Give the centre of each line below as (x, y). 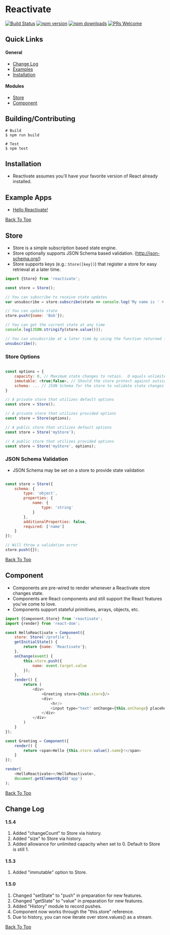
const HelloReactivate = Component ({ (45, 632)
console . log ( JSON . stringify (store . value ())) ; (54, 330)
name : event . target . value (59, 666)
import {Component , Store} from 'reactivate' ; (54, 619)
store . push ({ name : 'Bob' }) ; (35, 316)
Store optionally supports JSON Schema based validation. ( (74, 253)
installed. (22, 182)
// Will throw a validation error (42, 545)
